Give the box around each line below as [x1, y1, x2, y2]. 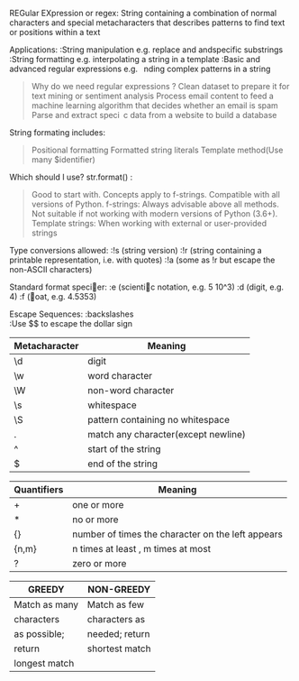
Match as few [86, 599, 145, 611]
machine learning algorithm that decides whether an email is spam [31, 100, 279, 111]
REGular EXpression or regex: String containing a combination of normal [9, 8, 277, 18]
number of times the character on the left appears [71, 528, 284, 540]
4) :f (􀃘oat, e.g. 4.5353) [9, 291, 97, 301]
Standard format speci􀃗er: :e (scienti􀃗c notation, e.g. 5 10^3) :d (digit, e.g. [9, 281, 285, 292]
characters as [86, 613, 146, 625]
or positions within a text [9, 27, 101, 37]
